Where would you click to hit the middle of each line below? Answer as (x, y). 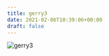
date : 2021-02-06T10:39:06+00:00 (55, 20)
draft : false (26, 26)
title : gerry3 (27, 13)
